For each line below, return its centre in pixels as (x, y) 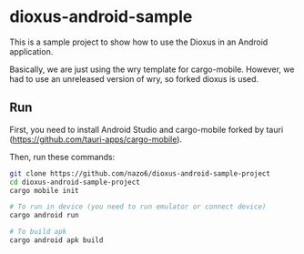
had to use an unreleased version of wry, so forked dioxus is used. (134, 78)
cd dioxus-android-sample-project (75, 182)
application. (31, 51)
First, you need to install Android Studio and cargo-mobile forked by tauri (147, 129)
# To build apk (38, 232)
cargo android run (44, 216)
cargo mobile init (44, 190)
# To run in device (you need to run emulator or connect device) (138, 207)
